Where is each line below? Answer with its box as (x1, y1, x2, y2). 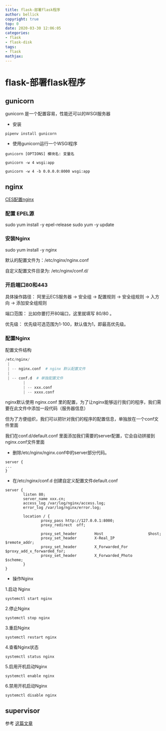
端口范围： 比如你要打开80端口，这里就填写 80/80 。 (5, 310, 115, 317)
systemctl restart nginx (5, 635, 57, 640)
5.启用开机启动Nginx (5, 664, 47, 670)
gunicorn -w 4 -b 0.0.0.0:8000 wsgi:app (5, 169, 91, 174)
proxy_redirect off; (40, 522, 86, 528)
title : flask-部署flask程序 (5, 7, 61, 12)
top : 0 (5, 21, 19, 26)
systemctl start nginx (5, 596, 52, 601)
